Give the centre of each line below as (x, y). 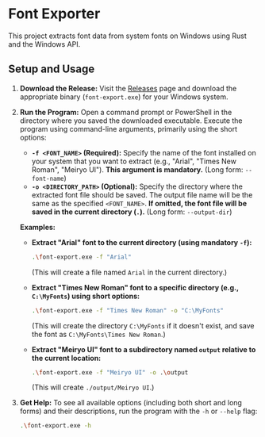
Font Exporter (54, 14)
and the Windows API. (44, 44)
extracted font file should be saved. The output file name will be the (142, 194)
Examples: (37, 227)
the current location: (66, 358)
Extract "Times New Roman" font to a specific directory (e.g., (135, 287)
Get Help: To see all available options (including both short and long (131, 403)
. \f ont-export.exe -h (56, 426)
